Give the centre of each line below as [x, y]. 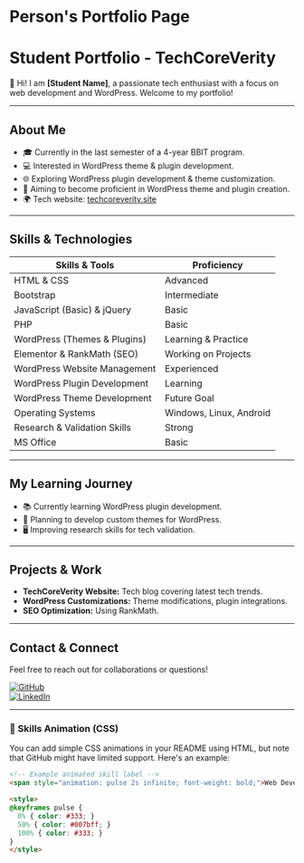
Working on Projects [208, 353]
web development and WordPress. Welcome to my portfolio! [121, 93]
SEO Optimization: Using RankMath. [90, 611]
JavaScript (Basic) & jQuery [73, 310]
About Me [38, 130]
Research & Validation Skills [72, 427]
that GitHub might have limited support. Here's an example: [120, 758]
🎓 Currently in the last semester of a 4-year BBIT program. [133, 152]
